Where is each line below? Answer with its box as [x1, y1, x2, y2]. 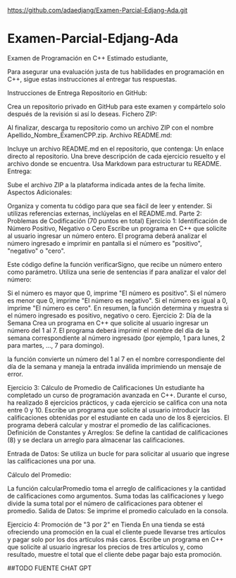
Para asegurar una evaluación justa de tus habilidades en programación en [7, 67, 225, 76]
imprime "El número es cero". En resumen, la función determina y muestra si [7, 303, 229, 312]
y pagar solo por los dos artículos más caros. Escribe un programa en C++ [7, 535, 224, 544]
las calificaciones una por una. [7, 457, 97, 465]
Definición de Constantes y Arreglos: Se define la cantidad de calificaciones [7, 428, 228, 436]
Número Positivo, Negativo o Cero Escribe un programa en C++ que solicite [7, 224, 227, 232]
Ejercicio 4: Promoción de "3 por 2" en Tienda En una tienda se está [7, 520, 206, 529]
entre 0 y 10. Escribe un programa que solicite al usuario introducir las [7, 406, 210, 414]
